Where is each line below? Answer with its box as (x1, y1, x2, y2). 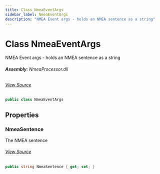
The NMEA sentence (5, 137, 48, 143)
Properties (5, 111, 39, 119)
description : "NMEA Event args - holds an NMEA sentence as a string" (5, 16, 155, 21)
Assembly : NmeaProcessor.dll (5, 66, 68, 72)
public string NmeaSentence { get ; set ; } (5, 164, 95, 169)
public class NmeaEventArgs (5, 97, 64, 102)
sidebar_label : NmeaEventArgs (5, 12, 68, 17)
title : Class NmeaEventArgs (5, 7, 64, 12)
